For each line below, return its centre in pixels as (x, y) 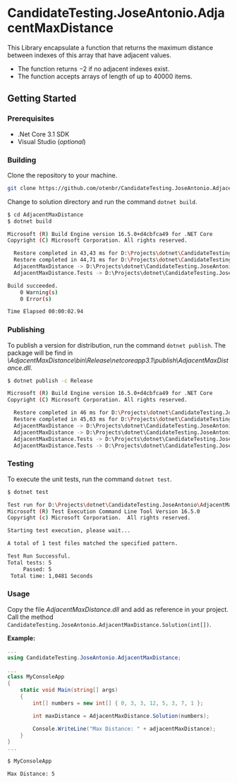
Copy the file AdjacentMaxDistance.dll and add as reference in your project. (118, 609)
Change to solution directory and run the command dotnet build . (102, 201)
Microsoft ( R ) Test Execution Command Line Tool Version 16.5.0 (104, 511)
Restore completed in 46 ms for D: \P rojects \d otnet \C (94, 413)
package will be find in (40, 353)
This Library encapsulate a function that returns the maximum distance (110, 47)
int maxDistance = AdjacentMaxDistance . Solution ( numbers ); (121, 716)
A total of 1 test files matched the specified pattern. (93, 543)
